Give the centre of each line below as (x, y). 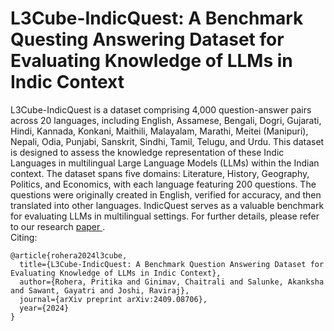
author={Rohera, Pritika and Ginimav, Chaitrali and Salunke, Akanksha (172, 282)
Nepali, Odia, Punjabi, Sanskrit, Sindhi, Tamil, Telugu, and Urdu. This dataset (167, 141)
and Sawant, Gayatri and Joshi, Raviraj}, (100, 290)
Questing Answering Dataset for (147, 39)
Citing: (24, 237)
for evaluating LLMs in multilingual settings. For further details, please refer (165, 216)
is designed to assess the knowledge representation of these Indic (147, 152)
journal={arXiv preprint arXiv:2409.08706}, (113, 299)
